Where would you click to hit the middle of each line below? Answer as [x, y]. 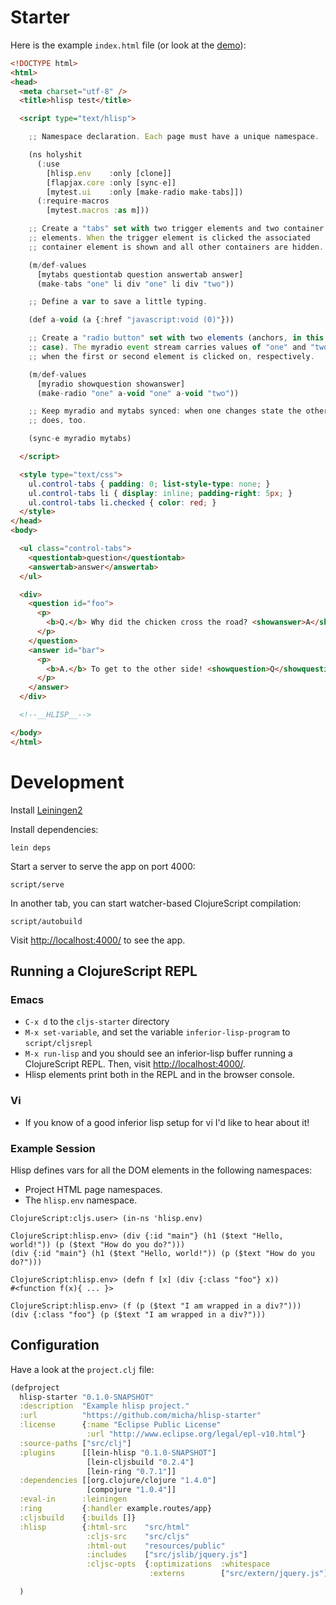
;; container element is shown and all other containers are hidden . [176, 247]
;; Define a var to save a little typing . [118, 302]
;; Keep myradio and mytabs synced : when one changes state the [165, 411]
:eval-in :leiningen [73, 1499]
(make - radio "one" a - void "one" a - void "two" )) [138, 393]
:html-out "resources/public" [156, 1546]
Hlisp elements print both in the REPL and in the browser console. [159, 1075]
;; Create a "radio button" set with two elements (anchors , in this [176, 338]
